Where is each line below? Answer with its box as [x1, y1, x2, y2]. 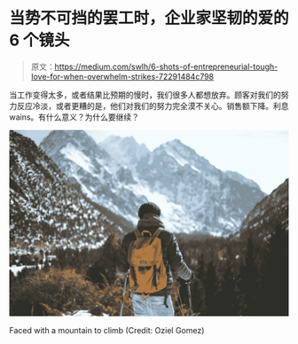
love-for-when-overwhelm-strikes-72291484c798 [30, 71, 215, 82]
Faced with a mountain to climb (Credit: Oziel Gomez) [9, 324, 205, 335]
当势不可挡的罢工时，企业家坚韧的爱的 [9, 8, 290, 28]
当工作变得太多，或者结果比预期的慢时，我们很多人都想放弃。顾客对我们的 [9, 90, 281, 100]
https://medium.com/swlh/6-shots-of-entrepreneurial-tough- [54, 61, 278, 72]
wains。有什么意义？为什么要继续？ [9, 112, 140, 122]
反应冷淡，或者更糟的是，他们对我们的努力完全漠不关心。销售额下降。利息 [16, 100, 289, 111]
